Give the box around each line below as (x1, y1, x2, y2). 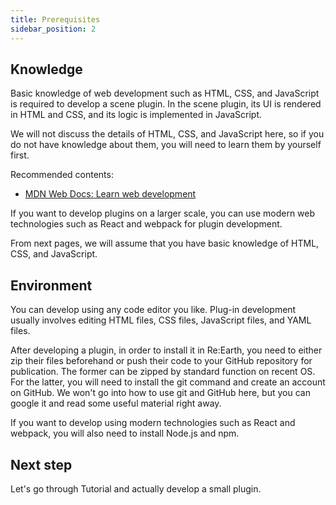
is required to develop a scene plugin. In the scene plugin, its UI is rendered (10, 98, 322, 110)
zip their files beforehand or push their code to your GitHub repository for (10, 355, 313, 367)
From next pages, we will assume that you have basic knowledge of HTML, (10, 237, 320, 250)
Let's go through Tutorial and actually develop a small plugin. (10, 482, 262, 495)
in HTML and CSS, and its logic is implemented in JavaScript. (10, 109, 263, 121)
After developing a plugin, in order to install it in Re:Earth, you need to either (10, 344, 323, 356)
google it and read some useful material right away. (10, 397, 222, 410)
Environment (10, 277, 93, 294)
